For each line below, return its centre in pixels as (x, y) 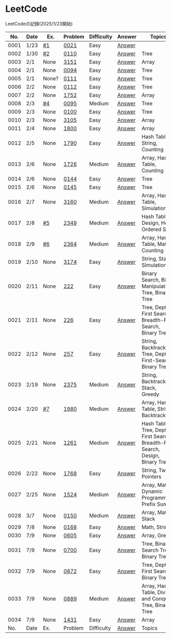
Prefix (149, 504)
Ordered (152, 229)
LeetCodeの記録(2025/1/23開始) (39, 24)
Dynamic (152, 491)
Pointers (152, 476)
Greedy (150, 394)
